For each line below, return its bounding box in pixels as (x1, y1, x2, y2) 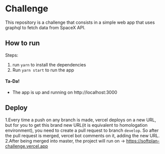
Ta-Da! (5, 78, 20, 84)
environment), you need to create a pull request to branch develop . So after (5, 127, 159, 133)
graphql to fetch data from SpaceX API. (5, 24, 85, 30)
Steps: (5, 52, 18, 58)
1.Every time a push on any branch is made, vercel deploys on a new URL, (5, 117, 157, 123)
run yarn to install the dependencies (12, 61, 86, 67)
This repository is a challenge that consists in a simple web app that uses (5, 19, 155, 25)
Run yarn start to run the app (12, 67, 75, 73)
